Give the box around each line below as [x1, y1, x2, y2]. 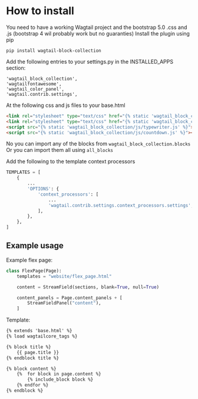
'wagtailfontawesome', [6, 81, 62, 87]
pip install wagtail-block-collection [6, 47, 101, 54]
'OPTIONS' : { [27, 186, 60, 192]
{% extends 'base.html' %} [6, 328, 72, 334]
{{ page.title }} [16, 349, 60, 355]
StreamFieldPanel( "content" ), [27, 300, 101, 306]
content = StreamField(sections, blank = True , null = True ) [16, 284, 160, 290]
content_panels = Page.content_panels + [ [16, 294, 123, 301]
